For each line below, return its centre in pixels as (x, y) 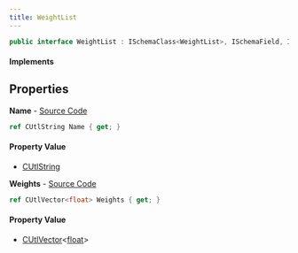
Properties (39, 89)
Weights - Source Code (53, 183)
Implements (32, 62)
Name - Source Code (48, 111)
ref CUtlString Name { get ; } (65, 126)
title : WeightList (43, 17)
